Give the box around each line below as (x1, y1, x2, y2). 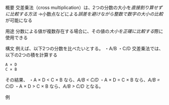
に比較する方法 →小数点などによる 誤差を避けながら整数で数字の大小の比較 (5, 11, 163, 17)
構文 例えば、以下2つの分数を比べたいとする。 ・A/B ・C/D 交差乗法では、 (5, 46, 164, 51)
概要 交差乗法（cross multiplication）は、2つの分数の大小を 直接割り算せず (5, 5, 163, 10)
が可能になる (5, 17, 32, 23)
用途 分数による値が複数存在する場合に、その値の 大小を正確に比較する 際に (5, 28, 164, 34)
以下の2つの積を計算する (5, 52, 58, 58)
